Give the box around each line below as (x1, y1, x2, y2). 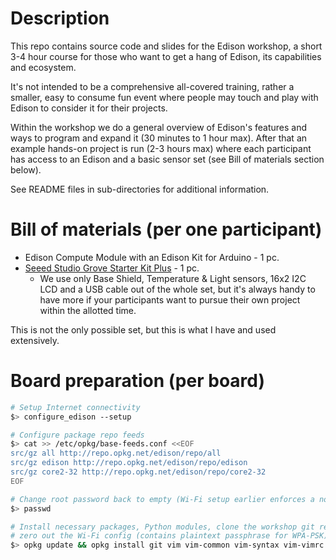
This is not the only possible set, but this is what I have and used (10, 323, 277, 336)
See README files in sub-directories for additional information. (10, 183, 270, 195)
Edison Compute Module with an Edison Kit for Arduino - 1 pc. (24, 251, 280, 263)
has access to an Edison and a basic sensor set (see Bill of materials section (10, 153, 325, 165)
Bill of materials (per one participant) (10, 218, 323, 241)
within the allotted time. (39, 304, 137, 316)
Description (10, 7, 110, 30)
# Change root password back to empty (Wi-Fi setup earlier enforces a (10, 494, 315, 504)
